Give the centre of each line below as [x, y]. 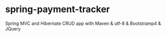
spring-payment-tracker [58, 9]
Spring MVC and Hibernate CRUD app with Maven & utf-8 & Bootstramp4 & [83, 23]
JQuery [13, 28]
